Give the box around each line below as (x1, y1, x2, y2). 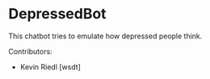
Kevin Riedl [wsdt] (19, 61, 81, 72)
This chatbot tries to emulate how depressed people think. (8, 31, 203, 41)
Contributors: (8, 46, 52, 56)
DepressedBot (8, 5, 107, 23)
